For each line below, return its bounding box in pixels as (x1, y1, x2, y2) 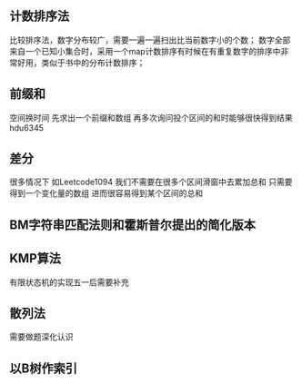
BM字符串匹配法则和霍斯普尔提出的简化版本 (9, 217, 257, 232)
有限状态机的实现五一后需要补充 (9, 276, 129, 288)
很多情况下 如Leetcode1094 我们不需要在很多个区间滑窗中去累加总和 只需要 (9, 176, 293, 188)
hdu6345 (9, 122, 44, 133)
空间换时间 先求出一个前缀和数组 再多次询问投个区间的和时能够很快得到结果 (9, 112, 293, 123)
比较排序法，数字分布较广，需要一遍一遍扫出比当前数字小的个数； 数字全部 (9, 34, 291, 45)
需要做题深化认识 (9, 331, 74, 342)
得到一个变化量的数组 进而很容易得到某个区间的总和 (9, 188, 203, 199)
